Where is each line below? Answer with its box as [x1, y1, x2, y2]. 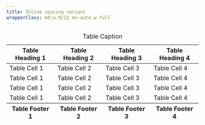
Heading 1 [15, 53, 46, 62]
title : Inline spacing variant [6, 8, 86, 15]
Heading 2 [63, 53, 95, 62]
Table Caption [82, 32, 123, 40]
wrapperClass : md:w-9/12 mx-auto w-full [6, 15, 111, 21]
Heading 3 [110, 53, 142, 62]
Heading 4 [159, 53, 190, 62]
